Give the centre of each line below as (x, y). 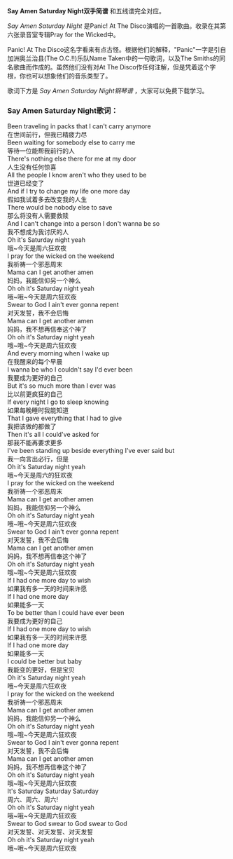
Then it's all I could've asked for (53, 435)
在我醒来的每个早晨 (35, 362)
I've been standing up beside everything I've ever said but (91, 451)
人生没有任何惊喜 (32, 167)
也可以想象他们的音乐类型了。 (69, 76)
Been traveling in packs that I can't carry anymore (79, 126)
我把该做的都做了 (32, 426)
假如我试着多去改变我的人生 (47, 200)
